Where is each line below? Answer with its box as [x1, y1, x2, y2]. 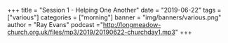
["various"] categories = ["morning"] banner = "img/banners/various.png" [7, 13, 222, 21]
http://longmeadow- [102, 21, 161, 28]
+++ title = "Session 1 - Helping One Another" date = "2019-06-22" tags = [7, 6, 222, 14]
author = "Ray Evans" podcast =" [7, 21, 104, 28]
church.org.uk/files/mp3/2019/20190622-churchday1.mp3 [7, 28, 175, 36]
